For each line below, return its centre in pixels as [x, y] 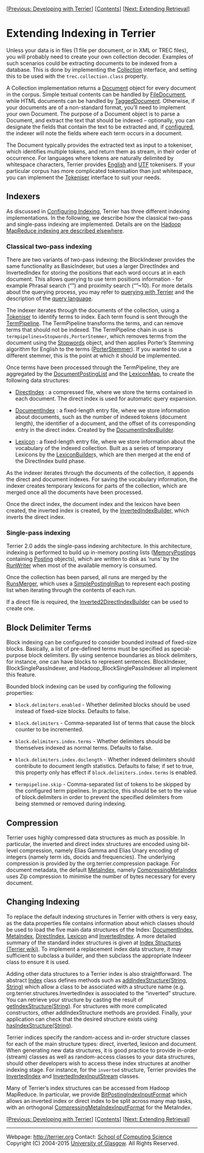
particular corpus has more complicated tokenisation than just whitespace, [100, 171]
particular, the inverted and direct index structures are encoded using [93, 844]
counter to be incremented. [49, 730]
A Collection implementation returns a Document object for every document [101, 88]
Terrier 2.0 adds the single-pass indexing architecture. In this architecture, [99, 546]
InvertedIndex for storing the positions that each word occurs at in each [96, 273]
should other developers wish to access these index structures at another [98, 1063]
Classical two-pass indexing [49, 246]
